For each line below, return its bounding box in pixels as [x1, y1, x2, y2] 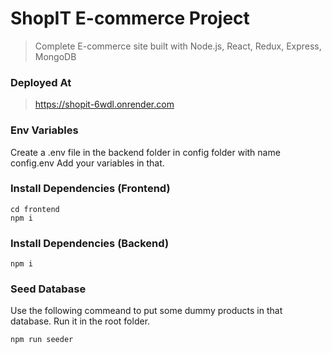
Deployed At [10, 75, 72, 89]
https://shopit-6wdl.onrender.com [34, 98, 175, 111]
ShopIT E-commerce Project [10, 7, 250, 30]
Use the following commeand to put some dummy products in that [10, 305, 283, 317]
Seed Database [10, 282, 87, 296]
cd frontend [10, 204, 60, 214]
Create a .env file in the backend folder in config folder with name [10, 146, 281, 158]
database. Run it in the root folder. [10, 315, 151, 327]
